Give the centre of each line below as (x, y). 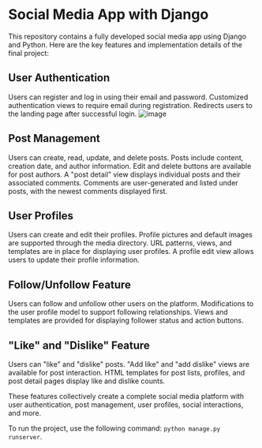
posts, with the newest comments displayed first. (88, 191)
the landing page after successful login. (73, 114)
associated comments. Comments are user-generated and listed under (123, 182)
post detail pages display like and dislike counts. (87, 381)
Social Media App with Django (109, 15)
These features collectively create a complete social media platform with (126, 396)
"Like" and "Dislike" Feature (79, 345)
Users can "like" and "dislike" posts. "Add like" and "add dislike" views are (129, 364)
